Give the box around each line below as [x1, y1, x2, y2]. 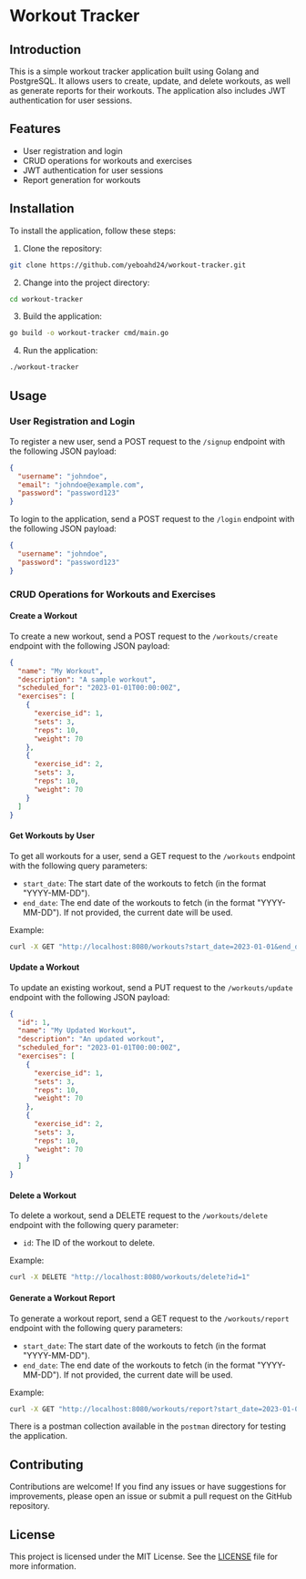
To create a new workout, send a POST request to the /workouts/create [9, 631, 279, 641]
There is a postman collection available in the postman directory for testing [9, 1420, 287, 1431]
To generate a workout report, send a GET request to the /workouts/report [9, 1313, 290, 1324]
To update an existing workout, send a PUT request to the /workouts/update [9, 981, 293, 993]
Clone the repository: [22, 242, 103, 253]
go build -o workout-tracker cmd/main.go [9, 329, 169, 338]
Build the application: [22, 311, 102, 322]
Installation [9, 201, 75, 217]
